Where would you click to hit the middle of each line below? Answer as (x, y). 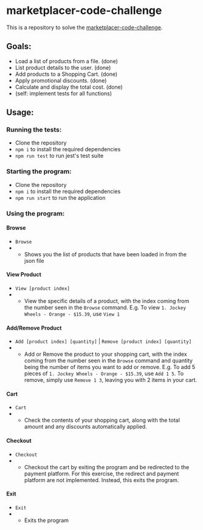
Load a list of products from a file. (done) (67, 61)
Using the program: (36, 213)
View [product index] (42, 289)
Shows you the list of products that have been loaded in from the (105, 254)
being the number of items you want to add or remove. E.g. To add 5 (110, 367)
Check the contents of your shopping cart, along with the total (102, 420)
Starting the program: (39, 172)
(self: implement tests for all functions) (64, 93)
